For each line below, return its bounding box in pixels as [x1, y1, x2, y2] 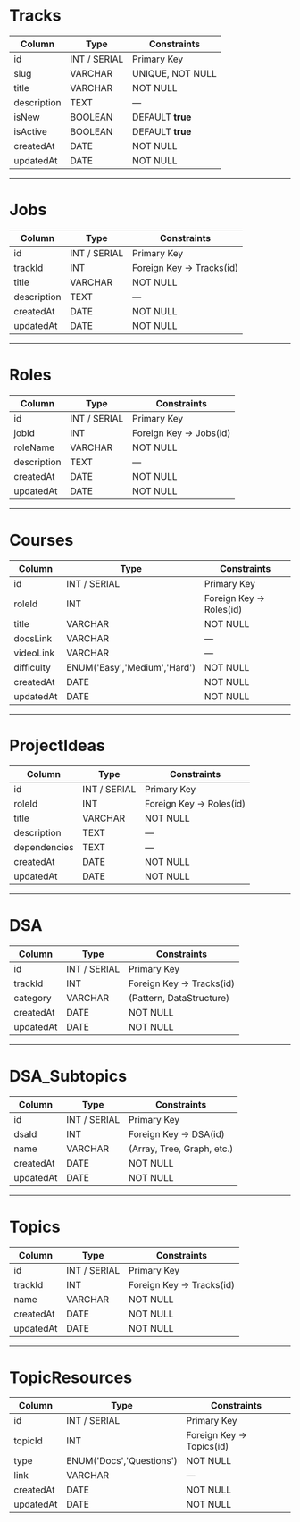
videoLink [13, 647, 55, 659]
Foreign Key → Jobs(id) [132, 426, 231, 439]
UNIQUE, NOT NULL [132, 67, 217, 79]
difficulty [13, 661, 52, 673]
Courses [9, 531, 74, 550]
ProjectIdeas [9, 735, 105, 756]
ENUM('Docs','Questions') [66, 1455, 179, 1468]
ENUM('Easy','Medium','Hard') [66, 661, 196, 673]
